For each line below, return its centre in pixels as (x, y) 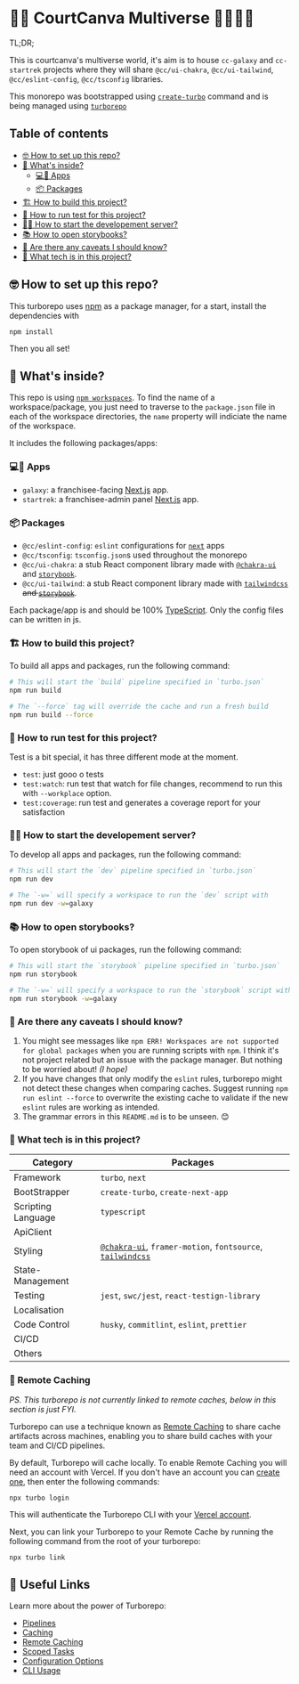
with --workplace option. (67, 793)
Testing (29, 1296)
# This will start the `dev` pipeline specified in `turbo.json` (133, 871)
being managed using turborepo (68, 105)
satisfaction (43, 812)
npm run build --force (51, 715)
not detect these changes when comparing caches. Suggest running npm (155, 1088)
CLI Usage (41, 1671)
